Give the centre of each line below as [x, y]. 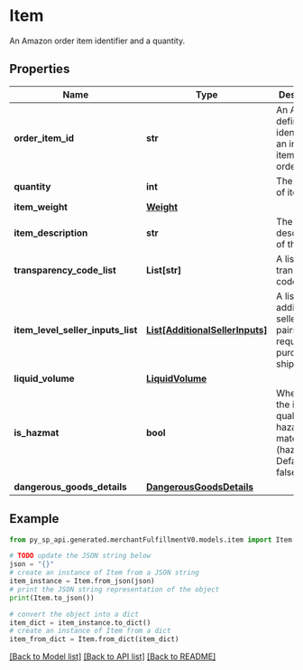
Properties [40, 69]
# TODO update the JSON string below [80, 556]
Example [34, 519]
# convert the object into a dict [74, 614]
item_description [51, 233]
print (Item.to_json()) [52, 598]
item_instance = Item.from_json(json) [82, 582]
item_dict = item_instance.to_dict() [80, 623]
